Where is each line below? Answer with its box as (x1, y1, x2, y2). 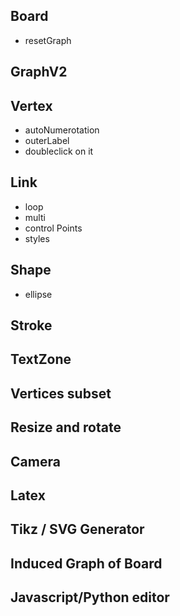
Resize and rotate (10, 419, 122, 436)
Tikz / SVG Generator (10, 521, 145, 538)
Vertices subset (10, 385, 112, 402)
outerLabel (24, 135, 70, 147)
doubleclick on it (24, 145, 94, 158)
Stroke (10, 317, 53, 334)
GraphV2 (10, 64, 68, 81)
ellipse (24, 288, 53, 300)
